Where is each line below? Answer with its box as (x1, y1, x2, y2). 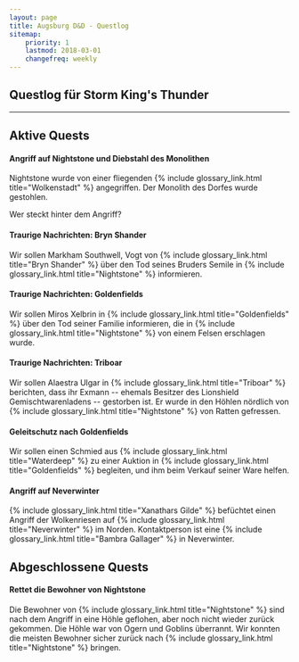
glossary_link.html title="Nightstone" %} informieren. (9, 269, 203, 279)
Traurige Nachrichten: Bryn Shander (9, 229, 147, 240)
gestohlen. (9, 192, 49, 203)
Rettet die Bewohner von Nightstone (9, 584, 147, 595)
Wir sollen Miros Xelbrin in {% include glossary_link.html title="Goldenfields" (9, 309, 289, 319)
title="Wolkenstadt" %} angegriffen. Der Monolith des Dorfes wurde (9, 182, 258, 193)
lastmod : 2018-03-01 (25, 46, 101, 55)
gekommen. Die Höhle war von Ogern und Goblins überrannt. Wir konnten (9, 624, 280, 634)
